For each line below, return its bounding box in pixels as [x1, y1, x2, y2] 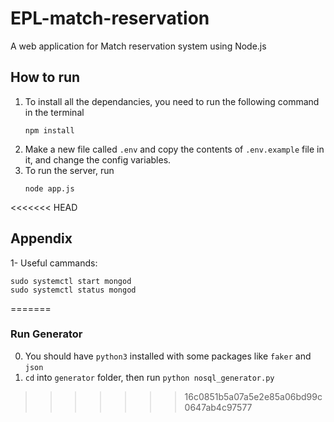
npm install [24, 125, 75, 136]
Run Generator [10, 327, 83, 341]
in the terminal [24, 106, 85, 118]
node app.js [24, 183, 75, 194]
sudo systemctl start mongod [10, 276, 132, 286]
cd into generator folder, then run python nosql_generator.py [24, 371, 275, 383]
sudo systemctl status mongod [10, 285, 137, 295]
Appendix [10, 230, 73, 247]
